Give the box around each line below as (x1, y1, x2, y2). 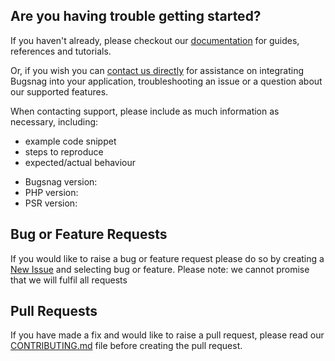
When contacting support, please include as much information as (10, 105, 280, 117)
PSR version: (24, 197, 78, 209)
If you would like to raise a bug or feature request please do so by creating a (10, 252, 325, 264)
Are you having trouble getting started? (10, 8, 262, 25)
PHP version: (24, 186, 79, 198)
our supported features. (10, 85, 109, 98)
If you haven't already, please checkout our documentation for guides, (10, 34, 300, 46)
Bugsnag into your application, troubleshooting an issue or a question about (10, 75, 323, 87)
